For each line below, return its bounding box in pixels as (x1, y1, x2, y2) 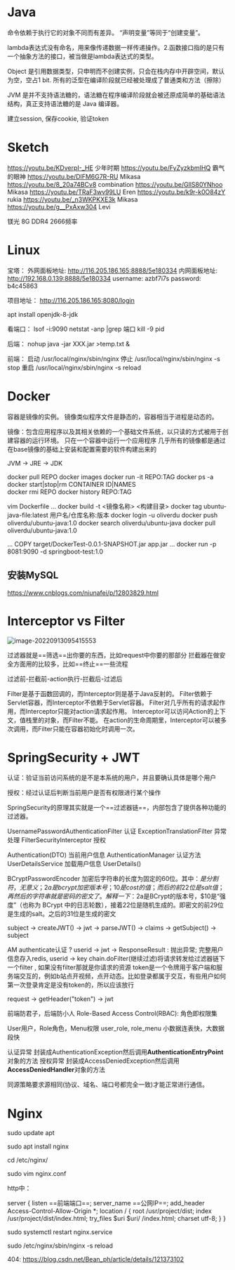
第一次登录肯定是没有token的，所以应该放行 (7, 981, 135, 989)
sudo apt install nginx (7, 1142, 69, 1151)
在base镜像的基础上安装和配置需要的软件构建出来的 (7, 445, 157, 453)
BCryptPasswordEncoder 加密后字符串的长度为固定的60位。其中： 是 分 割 (7, 875, 219, 883)
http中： (7, 1184, 32, 1193)
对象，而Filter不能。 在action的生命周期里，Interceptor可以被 (43, 716, 221, 724)
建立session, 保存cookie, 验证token (7, 114, 109, 123)
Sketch (7, 140, 49, 155)
